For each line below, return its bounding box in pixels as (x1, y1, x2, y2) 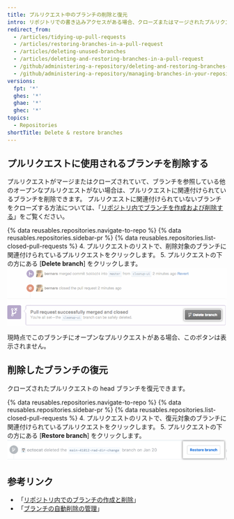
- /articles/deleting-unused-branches (13, 48, 127, 55)
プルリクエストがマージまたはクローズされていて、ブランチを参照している (7, 177, 220, 186)
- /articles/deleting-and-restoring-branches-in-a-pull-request (13, 56, 204, 63)
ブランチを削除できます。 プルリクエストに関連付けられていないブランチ (13, 195, 222, 203)
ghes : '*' (13, 92, 42, 99)
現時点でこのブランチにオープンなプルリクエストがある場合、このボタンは (7, 332, 221, 342)
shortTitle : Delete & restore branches (7, 129, 123, 136)
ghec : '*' (13, 107, 42, 115)
